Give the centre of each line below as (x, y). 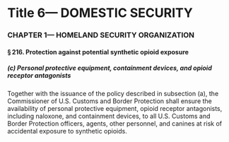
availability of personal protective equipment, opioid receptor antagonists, (115, 108)
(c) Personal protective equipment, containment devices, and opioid (110, 68)
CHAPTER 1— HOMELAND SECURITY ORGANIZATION (101, 35)
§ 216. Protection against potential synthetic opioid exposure (98, 52)
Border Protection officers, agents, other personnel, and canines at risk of (115, 123)
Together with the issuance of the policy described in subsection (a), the (113, 93)
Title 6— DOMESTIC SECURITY (100, 13)
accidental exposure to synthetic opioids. (67, 131)
